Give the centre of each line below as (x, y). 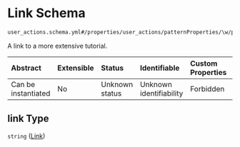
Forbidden (207, 88)
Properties (209, 72)
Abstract (26, 68)
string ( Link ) (26, 136)
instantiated (31, 93)
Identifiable (160, 68)
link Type (28, 119)
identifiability (161, 93)
